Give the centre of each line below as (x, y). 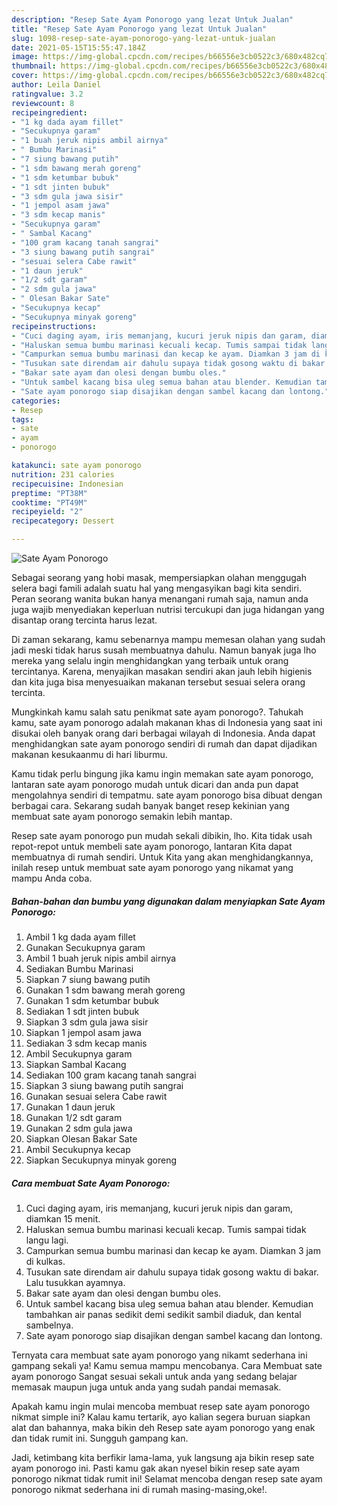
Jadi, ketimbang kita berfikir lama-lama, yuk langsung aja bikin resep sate (163, 1457)
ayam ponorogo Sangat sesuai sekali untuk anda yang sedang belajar (154, 1376)
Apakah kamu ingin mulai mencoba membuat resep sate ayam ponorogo (161, 1406)
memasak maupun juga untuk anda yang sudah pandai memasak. (146, 1387)
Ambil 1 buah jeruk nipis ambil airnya (101, 958)
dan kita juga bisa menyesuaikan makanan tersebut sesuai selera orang (158, 682)
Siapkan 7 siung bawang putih (88, 979)
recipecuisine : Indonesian (67, 484)
